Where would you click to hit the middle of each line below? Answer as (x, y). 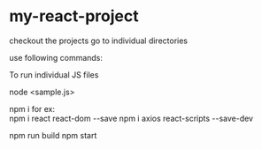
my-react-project (74, 16)
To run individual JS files (54, 74)
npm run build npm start (53, 135)
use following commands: (56, 57)
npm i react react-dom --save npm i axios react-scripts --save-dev (131, 118)
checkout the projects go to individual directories (99, 41)
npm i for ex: (32, 108)
